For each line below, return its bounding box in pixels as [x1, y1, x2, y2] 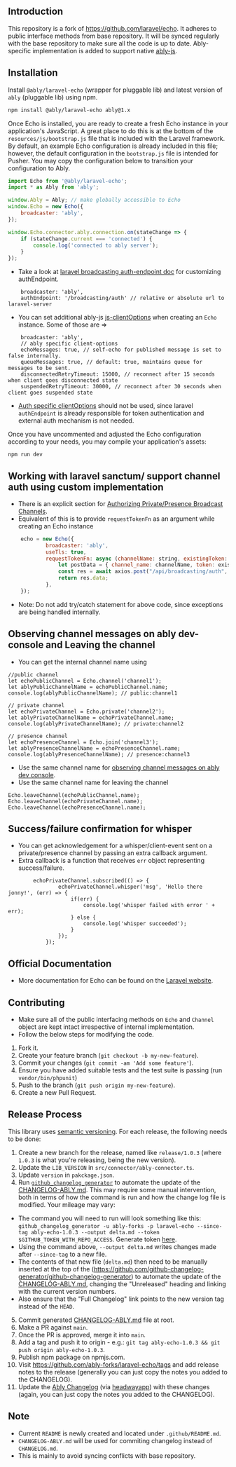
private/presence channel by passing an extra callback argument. [18, 849, 208, 857]
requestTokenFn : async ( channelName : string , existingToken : [45, 555, 228, 562]
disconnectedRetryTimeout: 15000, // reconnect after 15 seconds [20, 371, 216, 378]
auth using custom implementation [8, 481, 164, 493]
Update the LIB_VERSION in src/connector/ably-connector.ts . [18, 1163, 195, 1171]
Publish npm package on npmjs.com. [18, 1353, 125, 1361]
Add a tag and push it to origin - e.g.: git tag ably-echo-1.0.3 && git [18, 1338, 221, 1346]
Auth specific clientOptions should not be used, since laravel [18, 402, 193, 410]
